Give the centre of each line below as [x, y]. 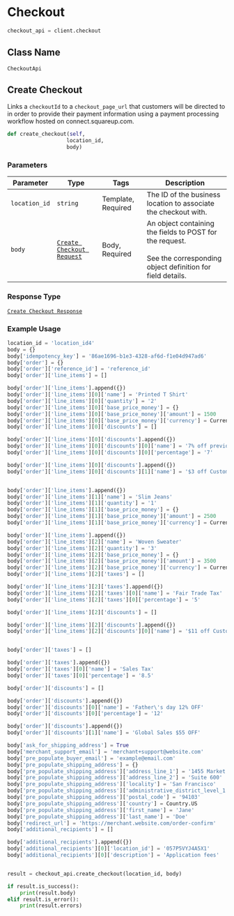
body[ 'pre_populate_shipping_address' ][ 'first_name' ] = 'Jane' [101, 810]
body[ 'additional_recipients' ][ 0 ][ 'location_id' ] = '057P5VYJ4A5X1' [109, 849]
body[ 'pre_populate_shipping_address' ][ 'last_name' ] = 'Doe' [98, 816]
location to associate [180, 204]
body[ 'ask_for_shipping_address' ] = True [68, 746]
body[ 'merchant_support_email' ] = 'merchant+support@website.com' [106, 751]
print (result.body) [48, 893]
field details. [166, 276]
